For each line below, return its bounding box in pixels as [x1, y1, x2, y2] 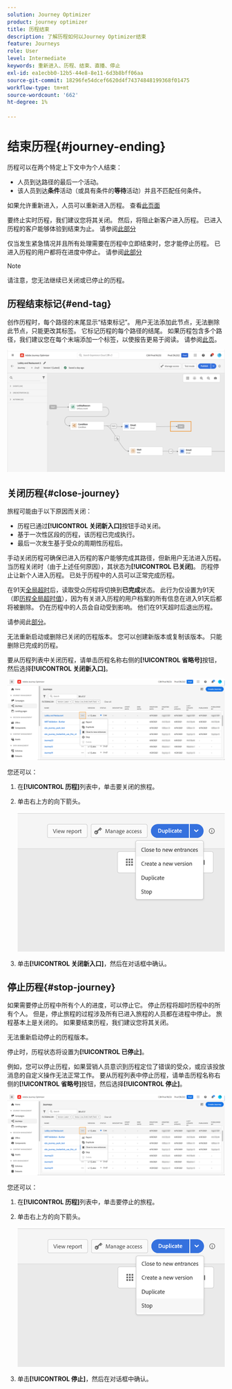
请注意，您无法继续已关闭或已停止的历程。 [7, 275, 128, 284]
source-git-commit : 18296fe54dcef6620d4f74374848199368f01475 [7, 77, 190, 84]
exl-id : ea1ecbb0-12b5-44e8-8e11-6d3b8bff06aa [7, 69, 144, 76]
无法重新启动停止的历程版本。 [7, 1033, 92, 1042]
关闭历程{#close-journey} [7, 487, 120, 499]
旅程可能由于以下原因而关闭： [7, 507, 92, 516]
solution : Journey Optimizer [7, 11, 91, 18]
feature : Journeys [7, 40, 60, 48]
